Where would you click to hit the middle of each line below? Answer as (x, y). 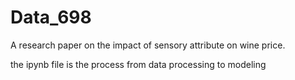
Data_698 (51, 17)
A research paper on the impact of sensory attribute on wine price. (148, 45)
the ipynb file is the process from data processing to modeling (138, 64)
